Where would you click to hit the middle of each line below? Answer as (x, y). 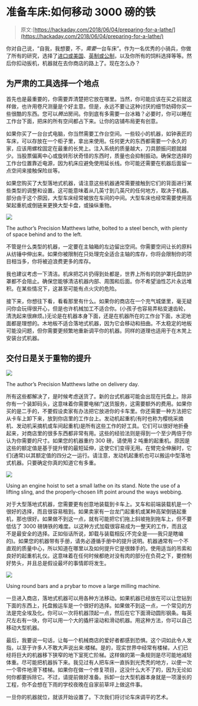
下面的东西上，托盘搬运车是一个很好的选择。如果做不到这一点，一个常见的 (96, 605)
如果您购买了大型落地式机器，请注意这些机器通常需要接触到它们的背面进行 (96, 183)
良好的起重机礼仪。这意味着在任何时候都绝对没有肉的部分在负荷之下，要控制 (99, 555)
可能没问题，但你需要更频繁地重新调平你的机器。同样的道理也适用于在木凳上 (99, 331)
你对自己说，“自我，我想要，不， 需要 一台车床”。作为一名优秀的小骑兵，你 (96, 48)
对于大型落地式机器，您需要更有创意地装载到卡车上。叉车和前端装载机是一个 (99, 504)
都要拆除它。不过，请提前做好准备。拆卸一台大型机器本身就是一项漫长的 (104, 677)
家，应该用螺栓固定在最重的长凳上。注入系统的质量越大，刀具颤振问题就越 (96, 148)
